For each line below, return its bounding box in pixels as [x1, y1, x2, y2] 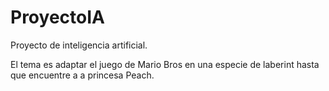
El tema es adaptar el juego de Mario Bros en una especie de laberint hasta [10, 58, 320, 70]
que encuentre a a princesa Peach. [10, 69, 155, 81]
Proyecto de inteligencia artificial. [10, 39, 148, 51]
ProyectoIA [10, 6, 105, 29]
